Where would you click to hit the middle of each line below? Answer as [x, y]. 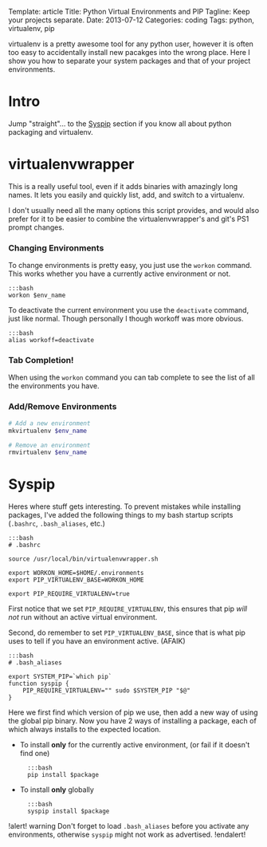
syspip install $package [69, 812]
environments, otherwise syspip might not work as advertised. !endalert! [127, 835]
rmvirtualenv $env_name [48, 453]
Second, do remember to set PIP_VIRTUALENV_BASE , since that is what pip [127, 632]
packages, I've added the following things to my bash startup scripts [121, 515]
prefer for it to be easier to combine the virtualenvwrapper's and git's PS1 [129, 219]
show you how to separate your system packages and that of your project [130, 61]
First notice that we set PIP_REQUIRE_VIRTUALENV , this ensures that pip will [128, 609]
